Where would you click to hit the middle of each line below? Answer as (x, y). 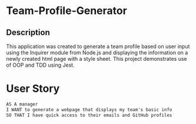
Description (28, 32)
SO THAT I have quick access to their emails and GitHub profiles (89, 115)
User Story (33, 89)
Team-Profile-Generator (67, 11)
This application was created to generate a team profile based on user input (98, 46)
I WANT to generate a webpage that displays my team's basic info (89, 109)
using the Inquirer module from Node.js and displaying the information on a (97, 53)
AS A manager (22, 104)
